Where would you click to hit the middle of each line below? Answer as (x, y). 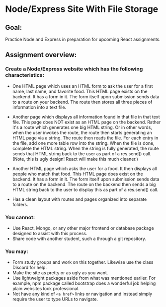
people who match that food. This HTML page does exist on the (78, 174)
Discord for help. (30, 268)
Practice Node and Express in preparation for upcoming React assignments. (83, 39)
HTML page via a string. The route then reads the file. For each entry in (85, 138)
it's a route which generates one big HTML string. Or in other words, (82, 127)
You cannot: (20, 217)
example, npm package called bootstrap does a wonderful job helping (84, 283)
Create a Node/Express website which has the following (74, 69)
